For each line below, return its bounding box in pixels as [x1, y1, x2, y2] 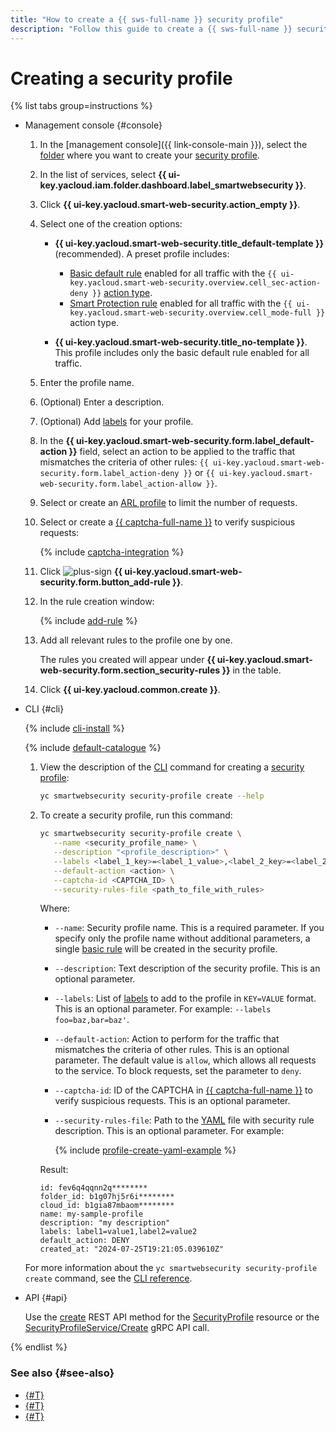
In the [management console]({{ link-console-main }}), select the [39, 139, 308, 151]
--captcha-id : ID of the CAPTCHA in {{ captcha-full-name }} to [54, 1084, 313, 1096]
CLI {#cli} [24, 703, 65, 715]
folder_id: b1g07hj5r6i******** [39, 1192, 175, 1202]
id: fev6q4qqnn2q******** [39, 1183, 148, 1193]
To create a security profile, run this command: [39, 809, 233, 821]
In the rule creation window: [39, 596, 155, 608]
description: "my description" [39, 1218, 171, 1228]
